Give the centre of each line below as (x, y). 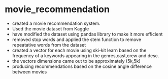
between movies (29, 71)
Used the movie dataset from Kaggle (51, 28)
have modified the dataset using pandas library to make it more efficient (87, 34)
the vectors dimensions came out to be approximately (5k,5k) (76, 61)
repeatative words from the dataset (49, 45)
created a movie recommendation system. (56, 23)
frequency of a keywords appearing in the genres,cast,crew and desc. (86, 55)
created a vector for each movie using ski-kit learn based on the (79, 50)
